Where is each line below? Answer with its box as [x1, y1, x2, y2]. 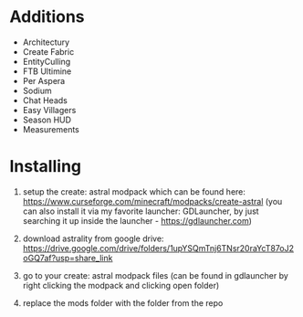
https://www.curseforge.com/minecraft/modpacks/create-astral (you [22, 195, 283, 206]
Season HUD [22, 114, 71, 125]
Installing [9, 156, 82, 177]
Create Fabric [22, 46, 75, 57]
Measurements [22, 123, 80, 134]
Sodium [22, 85, 52, 96]
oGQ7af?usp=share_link [22, 252, 113, 263]
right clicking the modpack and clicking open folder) [22, 280, 220, 291]
